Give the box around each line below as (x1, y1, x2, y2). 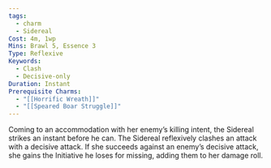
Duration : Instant (8, 80, 71, 88)
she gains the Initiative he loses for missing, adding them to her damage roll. (8, 151, 264, 161)
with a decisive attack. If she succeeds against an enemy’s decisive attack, (8, 142, 259, 152)
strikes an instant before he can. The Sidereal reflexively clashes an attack (8, 133, 257, 143)
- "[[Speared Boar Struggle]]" (15, 102, 122, 110)
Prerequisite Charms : (8, 87, 82, 96)
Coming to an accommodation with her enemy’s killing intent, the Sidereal (8, 125, 254, 135)
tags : (8, 11, 27, 20)
